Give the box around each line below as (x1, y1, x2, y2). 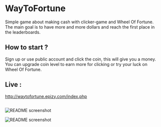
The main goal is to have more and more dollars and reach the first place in (5, 24, 155, 30)
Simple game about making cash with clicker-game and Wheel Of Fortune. (5, 19, 154, 25)
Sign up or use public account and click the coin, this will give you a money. (5, 56, 156, 62)
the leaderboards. (5, 29, 41, 35)
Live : (5, 80, 22, 89)
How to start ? (5, 43, 48, 51)
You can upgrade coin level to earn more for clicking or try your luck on (5, 61, 148, 67)
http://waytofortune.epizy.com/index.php (5, 93, 87, 99)
